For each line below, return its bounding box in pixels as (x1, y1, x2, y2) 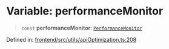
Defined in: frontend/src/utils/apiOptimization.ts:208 (6, 36, 137, 43)
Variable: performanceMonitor (6, 4, 164, 18)
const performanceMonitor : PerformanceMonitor (21, 24, 142, 31)
